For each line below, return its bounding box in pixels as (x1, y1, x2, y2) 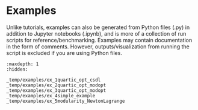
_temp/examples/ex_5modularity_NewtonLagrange (6, 98, 125, 104)
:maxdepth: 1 (6, 61, 39, 67)
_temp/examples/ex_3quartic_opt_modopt (6, 87, 107, 94)
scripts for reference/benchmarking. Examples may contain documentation (6, 36, 193, 44)
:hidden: (6, 66, 28, 73)
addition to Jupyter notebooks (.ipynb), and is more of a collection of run (6, 30, 187, 37)
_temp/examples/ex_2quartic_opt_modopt (6, 82, 107, 88)
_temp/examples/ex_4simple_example (6, 92, 96, 99)
